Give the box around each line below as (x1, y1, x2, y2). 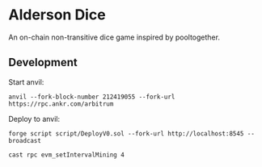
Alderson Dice (8, 6, 107, 24)
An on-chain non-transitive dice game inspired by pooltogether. (8, 32, 221, 42)
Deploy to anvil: (8, 114, 61, 123)
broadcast (8, 136, 42, 144)
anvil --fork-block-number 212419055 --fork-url (8, 93, 175, 101)
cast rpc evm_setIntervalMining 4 (8, 151, 125, 159)
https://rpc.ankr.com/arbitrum (8, 99, 114, 108)
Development (8, 56, 78, 69)
